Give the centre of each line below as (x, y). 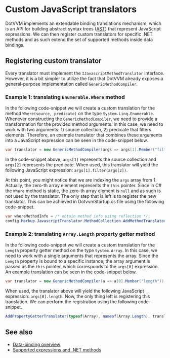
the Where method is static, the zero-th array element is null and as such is (83, 191)
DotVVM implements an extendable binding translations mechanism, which (83, 23)
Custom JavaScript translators (71, 9)
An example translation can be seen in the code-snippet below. (71, 272)
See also (19, 332)
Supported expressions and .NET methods (57, 350)
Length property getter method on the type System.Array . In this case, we (81, 250)
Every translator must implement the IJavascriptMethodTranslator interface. (85, 73)
